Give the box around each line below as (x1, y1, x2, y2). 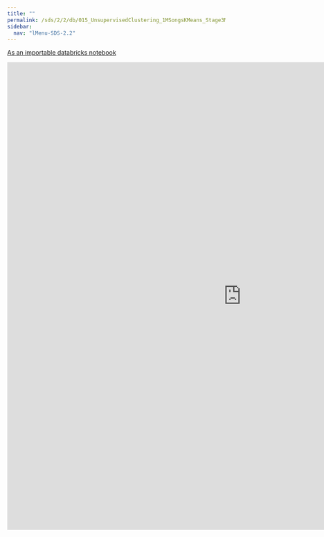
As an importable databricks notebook (7, 49, 116, 57)
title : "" (7, 10, 36, 17)
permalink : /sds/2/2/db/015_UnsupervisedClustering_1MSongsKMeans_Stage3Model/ (7, 17, 244, 24)
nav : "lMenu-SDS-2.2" (13, 29, 76, 37)
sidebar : (7, 23, 33, 30)
